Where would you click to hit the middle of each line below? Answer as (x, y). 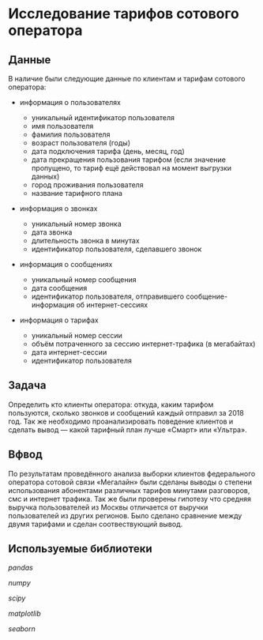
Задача (27, 385)
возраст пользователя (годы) (81, 143)
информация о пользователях (70, 102)
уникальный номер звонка (77, 224)
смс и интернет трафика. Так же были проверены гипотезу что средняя (130, 499)
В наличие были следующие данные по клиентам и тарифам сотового (127, 79)
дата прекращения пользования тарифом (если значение (129, 160)
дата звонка (52, 232)
